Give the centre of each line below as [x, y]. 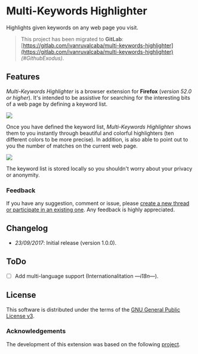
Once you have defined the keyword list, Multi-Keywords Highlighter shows [99, 127]
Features [23, 77]
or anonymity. [23, 175]
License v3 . [20, 316]
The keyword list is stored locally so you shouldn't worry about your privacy [99, 168]
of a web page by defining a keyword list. [57, 104]
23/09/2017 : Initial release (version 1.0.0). [66, 242]
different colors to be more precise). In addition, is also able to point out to [97, 139]
